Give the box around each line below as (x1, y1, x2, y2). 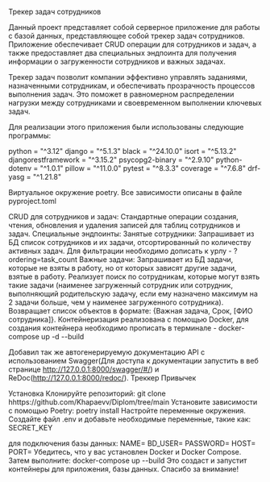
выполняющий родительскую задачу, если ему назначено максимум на (8, 289, 258, 298)
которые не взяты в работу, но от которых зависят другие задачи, (8, 264, 237, 272)
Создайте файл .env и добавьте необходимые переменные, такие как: (8, 414, 251, 424)
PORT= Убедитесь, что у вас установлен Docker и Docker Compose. (8, 447, 242, 456)
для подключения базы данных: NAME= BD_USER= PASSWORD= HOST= (8, 438, 256, 448)
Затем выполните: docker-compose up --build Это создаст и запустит (8, 455, 247, 465)
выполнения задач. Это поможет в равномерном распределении (8, 89, 235, 99)
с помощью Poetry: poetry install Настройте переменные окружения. (8, 406, 246, 415)
